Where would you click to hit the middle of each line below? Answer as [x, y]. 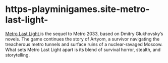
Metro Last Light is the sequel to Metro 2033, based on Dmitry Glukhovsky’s [84, 33]
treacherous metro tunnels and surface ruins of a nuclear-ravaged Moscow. [84, 44]
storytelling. [18, 55]
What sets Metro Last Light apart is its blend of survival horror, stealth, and [83, 49]
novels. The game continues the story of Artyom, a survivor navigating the [82, 39]
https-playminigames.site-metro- [77, 9]
